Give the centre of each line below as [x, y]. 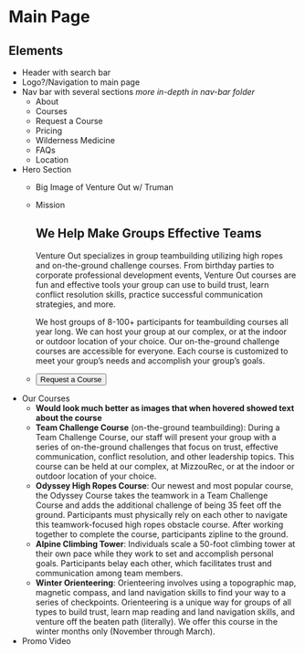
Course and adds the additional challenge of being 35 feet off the [158, 505]
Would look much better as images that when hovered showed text [165, 407]
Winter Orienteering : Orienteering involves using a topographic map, [166, 583]
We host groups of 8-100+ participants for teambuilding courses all [162, 322]
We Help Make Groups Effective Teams [148, 233]
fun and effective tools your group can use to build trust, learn [152, 284]
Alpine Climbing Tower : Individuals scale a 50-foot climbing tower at [165, 543]
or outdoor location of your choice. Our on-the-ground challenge [158, 341]
